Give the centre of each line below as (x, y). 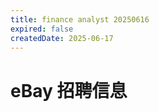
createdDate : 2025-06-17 (62, 38)
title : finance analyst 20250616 (80, 19)
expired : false (42, 29)
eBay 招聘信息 (69, 90)
